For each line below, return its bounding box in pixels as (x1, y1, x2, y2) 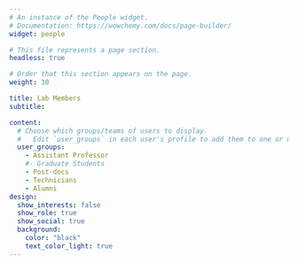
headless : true (9, 54, 66, 63)
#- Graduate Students (25, 159, 105, 168)
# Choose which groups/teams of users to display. (17, 126, 208, 136)
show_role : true (17, 209, 77, 218)
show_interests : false (17, 200, 101, 209)
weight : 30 (9, 78, 50, 87)
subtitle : (9, 102, 46, 111)
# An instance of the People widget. (9, 12, 149, 22)
